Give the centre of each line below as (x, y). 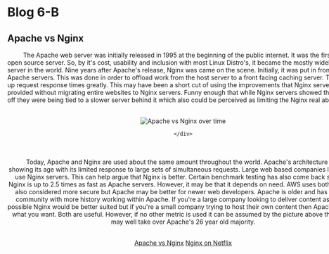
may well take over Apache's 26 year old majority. (183, 222)
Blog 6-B (33, 12)
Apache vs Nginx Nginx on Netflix (183, 243)
